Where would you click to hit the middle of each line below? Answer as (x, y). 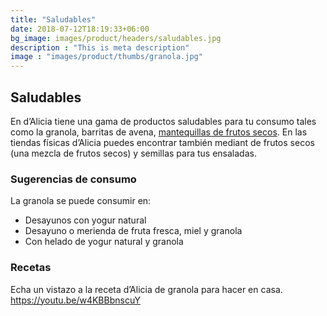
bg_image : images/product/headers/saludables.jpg (116, 38)
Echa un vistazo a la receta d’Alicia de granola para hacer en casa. (146, 289)
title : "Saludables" (53, 19)
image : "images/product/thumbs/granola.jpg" (106, 57)
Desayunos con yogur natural (85, 220)
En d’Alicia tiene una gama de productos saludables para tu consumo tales (163, 121)
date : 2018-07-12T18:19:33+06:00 (80, 29)
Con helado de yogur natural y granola (104, 242)
